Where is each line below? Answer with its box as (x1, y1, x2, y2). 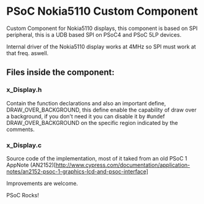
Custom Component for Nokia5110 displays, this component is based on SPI (6, 25, 198, 32)
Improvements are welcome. (6, 179, 78, 187)
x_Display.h (6, 86, 42, 94)
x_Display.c (6, 141, 42, 149)
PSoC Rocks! (6, 191, 39, 198)
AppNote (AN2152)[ (6, 161, 56, 168)
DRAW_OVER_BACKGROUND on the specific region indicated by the (6, 119, 178, 126)
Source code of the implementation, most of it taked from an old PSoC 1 (6, 154, 187, 162)
